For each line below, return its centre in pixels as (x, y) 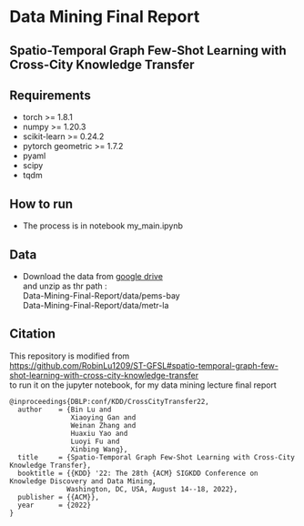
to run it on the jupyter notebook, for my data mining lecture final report (143, 385)
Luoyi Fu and (95, 441)
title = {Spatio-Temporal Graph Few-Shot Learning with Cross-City (157, 457)
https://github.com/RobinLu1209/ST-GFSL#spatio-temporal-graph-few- (144, 365)
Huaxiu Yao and (99, 433)
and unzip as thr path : (65, 286)
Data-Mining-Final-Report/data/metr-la (96, 306)
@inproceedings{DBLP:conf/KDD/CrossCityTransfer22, (109, 401)
